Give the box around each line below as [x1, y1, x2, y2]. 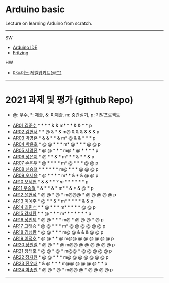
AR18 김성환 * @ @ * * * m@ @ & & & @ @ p [12, 229, 104, 235]
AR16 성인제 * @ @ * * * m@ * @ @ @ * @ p [12, 216, 104, 222]
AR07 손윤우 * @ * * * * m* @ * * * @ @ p [12, 160, 98, 166]
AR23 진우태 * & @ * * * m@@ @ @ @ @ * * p [12, 260, 107, 266]
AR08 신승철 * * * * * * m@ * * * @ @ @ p [12, 166, 99, 172]
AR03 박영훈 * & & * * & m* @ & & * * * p [12, 135, 96, 141]
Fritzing [12, 49, 29, 56]
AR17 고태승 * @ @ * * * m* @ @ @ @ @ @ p [12, 223, 106, 229]
